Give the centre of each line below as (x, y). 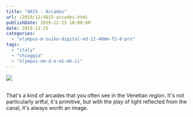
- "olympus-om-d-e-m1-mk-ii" (47, 61)
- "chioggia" (27, 56)
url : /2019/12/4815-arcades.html (47, 17)
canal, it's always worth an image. (47, 108)
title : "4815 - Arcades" (36, 12)
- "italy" (23, 50)
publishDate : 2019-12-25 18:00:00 (49, 22)
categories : (21, 34)
